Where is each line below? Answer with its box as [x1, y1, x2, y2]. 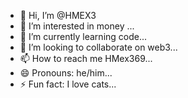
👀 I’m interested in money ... [19, 20, 135, 32]
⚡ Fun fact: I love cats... [19, 78, 117, 90]
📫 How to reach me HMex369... [19, 53, 153, 64]
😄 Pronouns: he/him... [19, 67, 113, 79]
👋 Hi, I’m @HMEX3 [19, 10, 97, 21]
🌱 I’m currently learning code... [19, 31, 148, 42]
